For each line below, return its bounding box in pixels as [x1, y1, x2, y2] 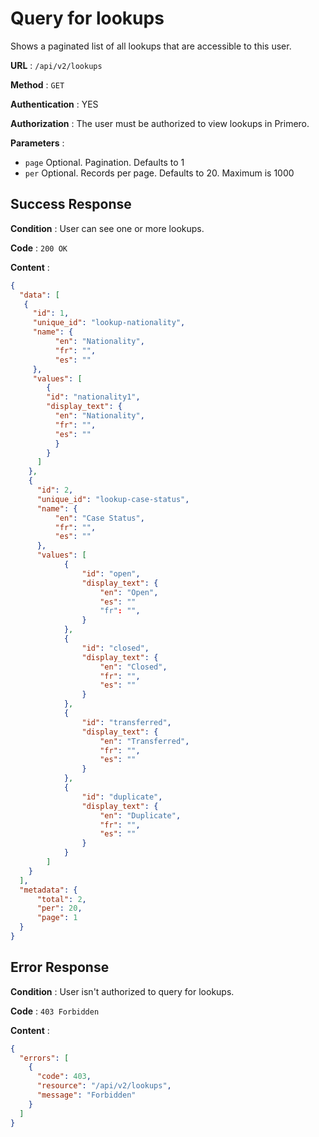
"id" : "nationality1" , [46, 392, 141, 402]
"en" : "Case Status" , [54, 513, 145, 523]
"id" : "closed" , [81, 643, 150, 653]
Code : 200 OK [10, 242, 68, 254]
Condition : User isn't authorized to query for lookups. [10, 985, 235, 997]
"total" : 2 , [36, 894, 87, 904]
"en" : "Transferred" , [99, 736, 190, 746]
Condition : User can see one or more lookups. [10, 222, 205, 234]
